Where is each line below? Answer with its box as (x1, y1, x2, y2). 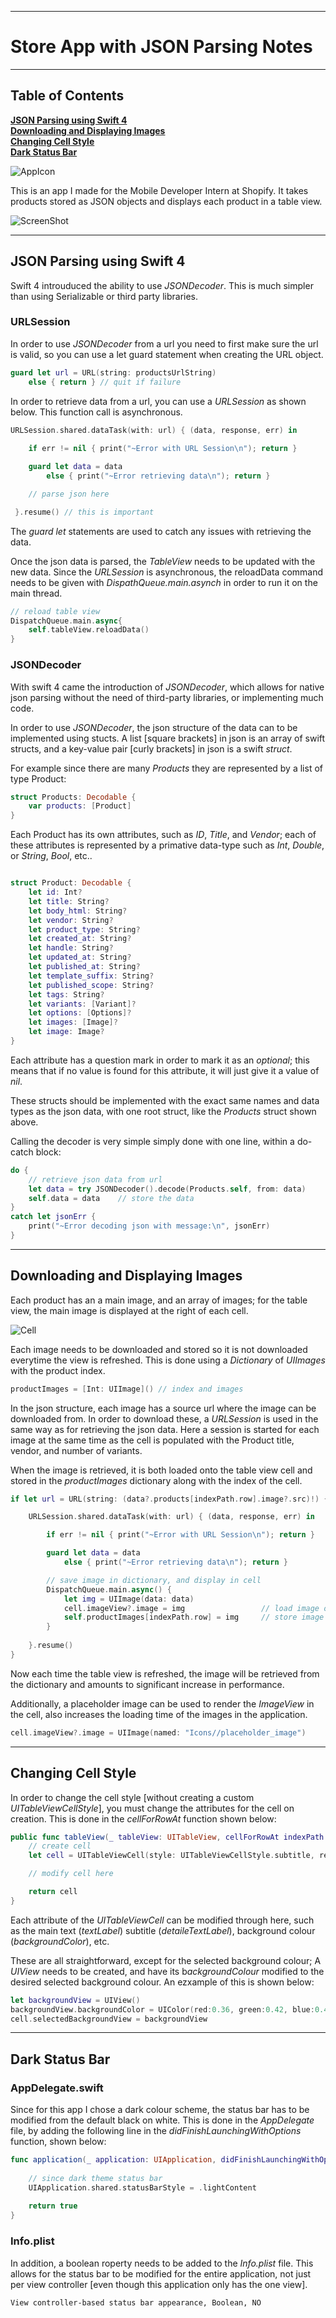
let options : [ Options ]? (28, 1008, 132, 1018)
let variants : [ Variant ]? (28, 999, 137, 1009)
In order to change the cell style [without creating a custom (10, 1791, 255, 1803)
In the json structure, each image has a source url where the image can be (10, 1402, 317, 1414)
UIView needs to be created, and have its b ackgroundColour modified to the (10, 1965, 325, 1977)
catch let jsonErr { (10, 1212, 97, 1222)
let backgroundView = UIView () (10, 1995, 141, 2005)
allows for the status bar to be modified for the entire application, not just (10, 2267, 312, 2280)
